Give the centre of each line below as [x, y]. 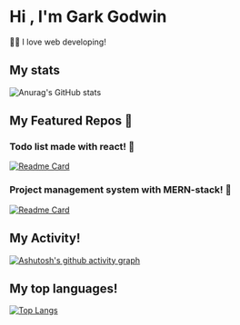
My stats [35, 70]
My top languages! [64, 288]
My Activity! [45, 238]
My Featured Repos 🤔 [71, 121]
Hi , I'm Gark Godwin [88, 17]
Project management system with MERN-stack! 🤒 [120, 190]
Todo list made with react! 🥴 [72, 147]
